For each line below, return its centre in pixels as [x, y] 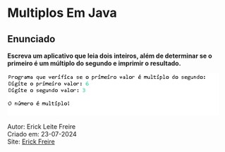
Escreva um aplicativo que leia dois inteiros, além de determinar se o [110, 56]
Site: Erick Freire [31, 141]
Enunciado [31, 39]
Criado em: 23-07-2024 [42, 134]
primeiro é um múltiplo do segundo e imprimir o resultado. [94, 63]
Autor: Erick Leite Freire [42, 127]
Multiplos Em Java [62, 13]
